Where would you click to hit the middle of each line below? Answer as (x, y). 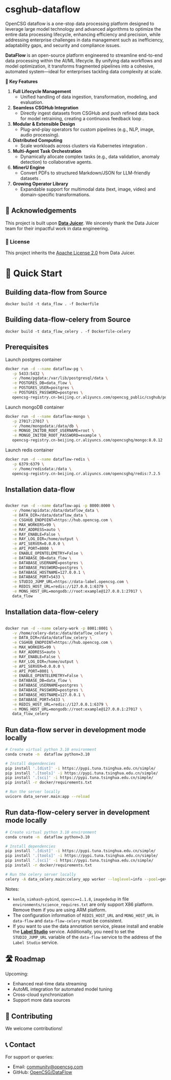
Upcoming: (17, 974)
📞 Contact (20, 1044)
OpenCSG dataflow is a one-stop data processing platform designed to (80, 24)
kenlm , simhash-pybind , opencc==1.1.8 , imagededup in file (71, 899)
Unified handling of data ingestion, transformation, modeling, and (89, 97)
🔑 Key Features (22, 81)
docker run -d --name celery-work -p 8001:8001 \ (59, 628)
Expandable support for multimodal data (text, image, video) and (88, 189)
